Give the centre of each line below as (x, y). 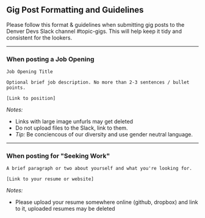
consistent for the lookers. (39, 37)
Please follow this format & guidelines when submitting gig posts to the (95, 24)
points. (16, 88)
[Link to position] (31, 99)
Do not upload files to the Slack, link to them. (71, 128)
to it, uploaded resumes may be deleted (65, 209)
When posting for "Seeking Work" (58, 156)
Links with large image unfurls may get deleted (74, 122)
